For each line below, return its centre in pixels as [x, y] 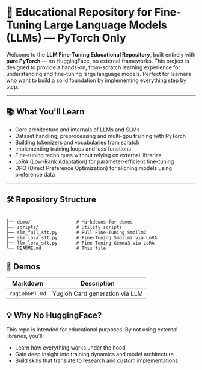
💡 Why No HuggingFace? [54, 315]
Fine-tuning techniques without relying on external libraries [88, 155]
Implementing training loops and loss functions [73, 149]
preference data [35, 174]
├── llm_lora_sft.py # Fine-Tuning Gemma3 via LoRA [80, 243]
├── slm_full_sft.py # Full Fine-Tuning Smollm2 [76, 232]
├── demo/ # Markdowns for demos [70, 222]
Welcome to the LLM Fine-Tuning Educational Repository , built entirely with [101, 54]
